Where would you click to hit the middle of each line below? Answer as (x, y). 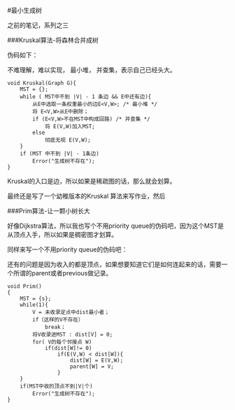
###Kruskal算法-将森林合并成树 (53, 40)
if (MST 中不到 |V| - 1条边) (59, 153)
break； (55, 327)
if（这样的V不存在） (58, 320)
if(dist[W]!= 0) (68, 348)
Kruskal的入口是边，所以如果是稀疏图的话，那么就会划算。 (92, 181)
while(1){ (34, 305)
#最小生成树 (24, 10)
